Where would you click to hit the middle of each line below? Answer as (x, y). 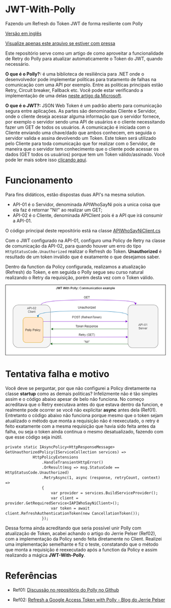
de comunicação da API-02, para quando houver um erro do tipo (73, 246)
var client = (65, 498)
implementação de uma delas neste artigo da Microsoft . (64, 95)
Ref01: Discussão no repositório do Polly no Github (66, 590)
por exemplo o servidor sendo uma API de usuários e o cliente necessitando (85, 121)
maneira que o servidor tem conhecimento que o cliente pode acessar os (82, 149)
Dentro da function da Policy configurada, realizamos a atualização (76, 266)
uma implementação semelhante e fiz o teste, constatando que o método (82, 544)
